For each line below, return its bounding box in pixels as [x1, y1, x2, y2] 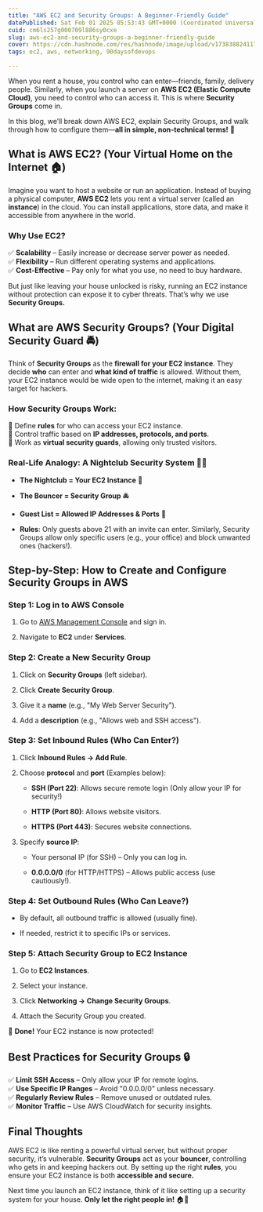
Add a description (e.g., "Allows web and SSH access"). [19, 715, 201, 725]
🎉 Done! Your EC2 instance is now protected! [8, 1027, 154, 1036]
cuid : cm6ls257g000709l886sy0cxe [8, 26, 117, 34]
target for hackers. [8, 384, 68, 393]
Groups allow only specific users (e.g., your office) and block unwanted [19, 533, 250, 542]
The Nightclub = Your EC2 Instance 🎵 [19, 475, 143, 485]
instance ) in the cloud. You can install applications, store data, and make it [8, 202, 249, 212]
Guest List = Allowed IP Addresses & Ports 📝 [19, 509, 167, 519]
